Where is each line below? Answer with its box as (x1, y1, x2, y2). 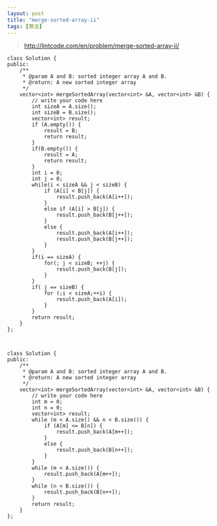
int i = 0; (32, 169, 63, 176)
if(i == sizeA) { (32, 254, 81, 261)
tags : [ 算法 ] (7, 23, 43, 30)
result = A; (43, 151, 78, 158)
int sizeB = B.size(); (32, 109, 97, 116)
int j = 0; (32, 176, 63, 182)
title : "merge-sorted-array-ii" (7, 17, 100, 23)
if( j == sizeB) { (32, 284, 84, 291)
